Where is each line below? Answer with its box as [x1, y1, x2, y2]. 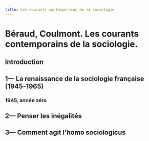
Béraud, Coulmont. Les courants [5, 28, 139, 39]
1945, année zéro [5, 97, 47, 103]
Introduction [5, 58, 44, 66]
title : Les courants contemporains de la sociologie [5, 7, 115, 12]
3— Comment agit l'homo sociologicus [5, 128, 126, 137]
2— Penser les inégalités [5, 112, 82, 120]
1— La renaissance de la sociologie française [5, 74, 144, 83]
